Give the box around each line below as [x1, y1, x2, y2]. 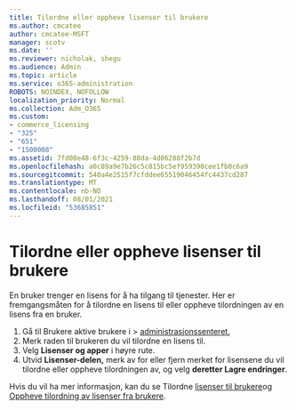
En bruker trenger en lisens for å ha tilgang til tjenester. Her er [9, 290, 236, 301]
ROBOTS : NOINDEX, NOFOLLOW [9, 87, 109, 96]
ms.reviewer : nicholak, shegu [9, 54, 122, 63]
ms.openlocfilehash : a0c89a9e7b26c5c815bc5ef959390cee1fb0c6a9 [9, 162, 249, 171]
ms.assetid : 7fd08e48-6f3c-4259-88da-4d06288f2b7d [9, 153, 201, 163]
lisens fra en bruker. [9, 309, 83, 319]
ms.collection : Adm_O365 [9, 104, 101, 113]
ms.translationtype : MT [9, 179, 98, 188]
